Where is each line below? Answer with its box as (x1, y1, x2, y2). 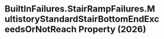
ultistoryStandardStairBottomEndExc (4, 13, 160, 25)
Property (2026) (78, 24, 146, 35)
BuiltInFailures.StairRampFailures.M (4, 3, 155, 14)
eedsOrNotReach (4, 24, 77, 35)
